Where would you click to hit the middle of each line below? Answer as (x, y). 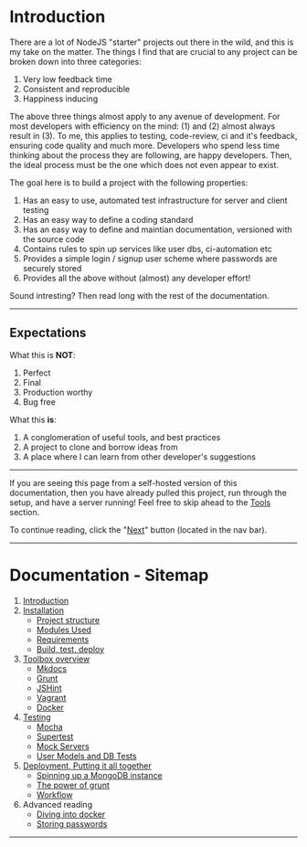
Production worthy (58, 392)
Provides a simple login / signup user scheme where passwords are (150, 259)
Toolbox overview (56, 659)
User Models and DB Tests (86, 756)
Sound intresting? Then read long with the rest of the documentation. (139, 295)
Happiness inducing (60, 99)
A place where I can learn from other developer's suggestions (139, 456)
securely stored (52, 268)
